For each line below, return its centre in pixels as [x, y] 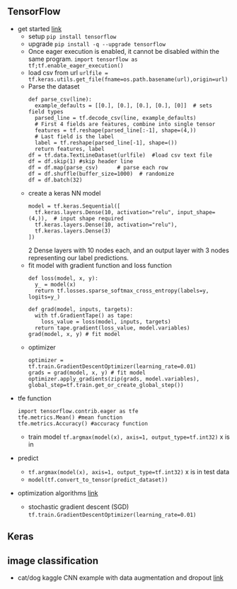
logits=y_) [44, 297]
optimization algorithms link [58, 493]
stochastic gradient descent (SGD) [79, 507]
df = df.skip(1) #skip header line [80, 161]
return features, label [69, 149]
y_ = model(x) [55, 284]
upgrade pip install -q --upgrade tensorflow [97, 44]
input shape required [92, 218]
